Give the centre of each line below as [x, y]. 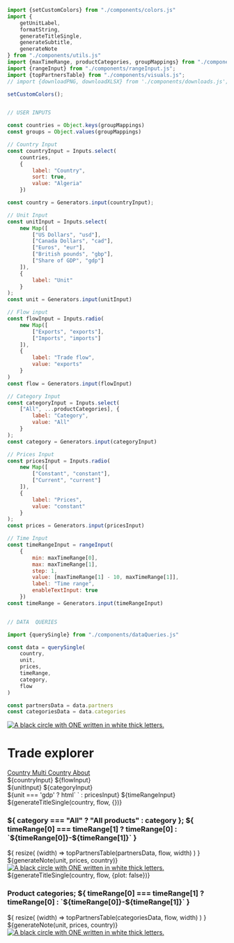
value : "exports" [57, 364]
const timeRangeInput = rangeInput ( [60, 545]
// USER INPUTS [29, 113]
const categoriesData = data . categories [67, 712]
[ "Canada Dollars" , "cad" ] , [73, 241]
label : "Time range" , [64, 584]
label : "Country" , [59, 170]
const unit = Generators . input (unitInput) [70, 300]
